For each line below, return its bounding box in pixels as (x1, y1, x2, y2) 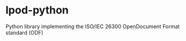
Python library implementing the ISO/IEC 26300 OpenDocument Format (5, 23, 180, 30)
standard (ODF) (5, 29, 44, 36)
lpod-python (5, 4, 69, 17)
